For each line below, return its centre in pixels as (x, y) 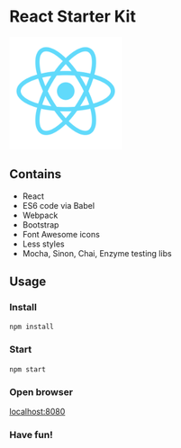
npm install (32, 327)
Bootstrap (41, 224)
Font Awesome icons (61, 234)
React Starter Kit (73, 17)
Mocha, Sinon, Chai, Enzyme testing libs (97, 253)
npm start (28, 369)
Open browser (41, 391)
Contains (35, 174)
